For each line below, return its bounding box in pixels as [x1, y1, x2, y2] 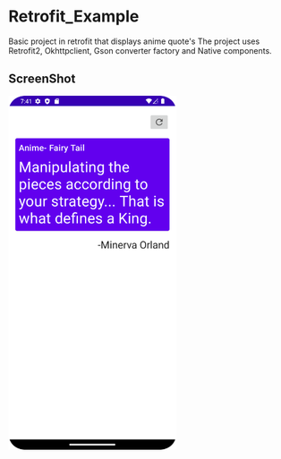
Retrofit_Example [8, 6, 140, 27]
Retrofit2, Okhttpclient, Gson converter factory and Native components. [8, 45, 272, 55]
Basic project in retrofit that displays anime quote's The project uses [8, 36, 260, 47]
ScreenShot [8, 72, 76, 87]
